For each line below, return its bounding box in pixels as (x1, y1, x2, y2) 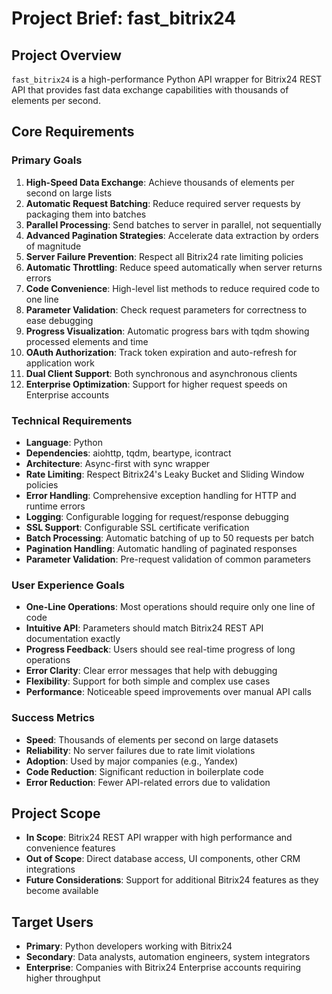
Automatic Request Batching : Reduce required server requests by (25, 197, 301, 209)
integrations (25, 863, 76, 876)
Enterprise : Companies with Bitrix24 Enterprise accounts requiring (25, 962, 302, 974)
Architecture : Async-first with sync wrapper (25, 457, 211, 469)
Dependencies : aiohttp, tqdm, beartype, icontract (25, 447, 232, 459)
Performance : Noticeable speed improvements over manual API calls (25, 686, 312, 698)
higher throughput (25, 972, 101, 984)
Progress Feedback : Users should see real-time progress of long (25, 643, 296, 656)
